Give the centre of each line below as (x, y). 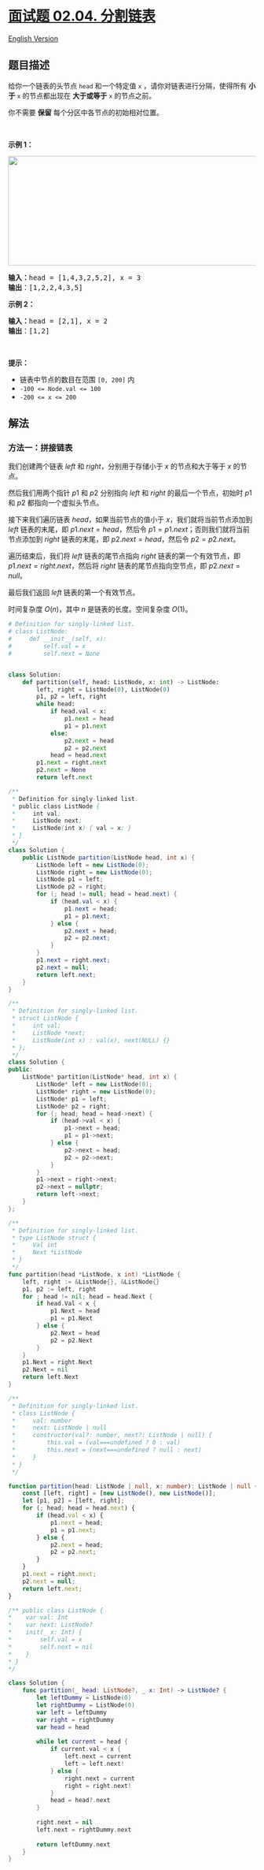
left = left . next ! (94, 1764)
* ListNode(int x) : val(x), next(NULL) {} (91, 1040)
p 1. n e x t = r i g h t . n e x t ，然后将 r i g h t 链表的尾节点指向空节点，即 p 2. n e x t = (125, 566)
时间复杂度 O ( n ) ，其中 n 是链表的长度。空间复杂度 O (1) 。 (100, 609)
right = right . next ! (98, 1786)
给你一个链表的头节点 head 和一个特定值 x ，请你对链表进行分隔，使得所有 (128, 86)
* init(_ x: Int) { (45, 1633)
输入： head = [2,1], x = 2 (58, 321)
